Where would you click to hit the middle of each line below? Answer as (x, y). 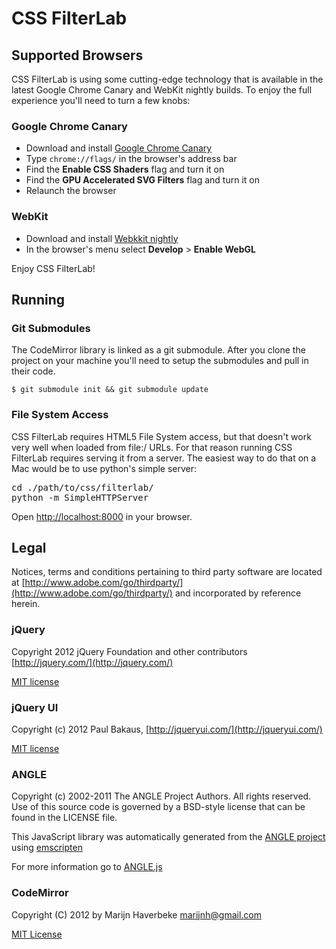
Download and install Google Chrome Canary (119, 148)
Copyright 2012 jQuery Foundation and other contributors (129, 651)
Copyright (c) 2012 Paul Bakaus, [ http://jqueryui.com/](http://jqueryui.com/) (167, 729)
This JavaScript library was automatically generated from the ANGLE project (168, 837)
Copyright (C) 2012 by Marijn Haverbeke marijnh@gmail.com (136, 914)
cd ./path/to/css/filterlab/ (82, 487)
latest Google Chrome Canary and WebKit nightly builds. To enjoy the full (162, 90)
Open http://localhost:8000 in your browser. (102, 516)
